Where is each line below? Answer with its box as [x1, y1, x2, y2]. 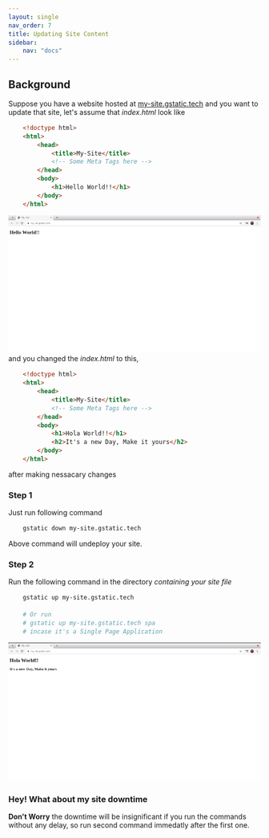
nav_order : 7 [8, 21, 52, 30]
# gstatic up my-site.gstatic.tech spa [22, 619, 156, 628]
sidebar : [8, 39, 38, 47]
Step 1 [8, 490, 33, 501]
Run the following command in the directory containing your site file [8, 577, 232, 587]
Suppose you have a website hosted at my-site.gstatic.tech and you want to [8, 99, 259, 108]
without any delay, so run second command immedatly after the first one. [8, 820, 250, 830]
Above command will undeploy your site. [8, 539, 143, 549]
